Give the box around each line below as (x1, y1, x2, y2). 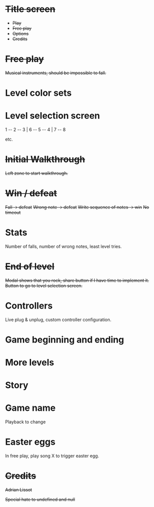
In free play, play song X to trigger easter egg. (5, 453, 99, 459)
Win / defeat (5, 188, 57, 199)
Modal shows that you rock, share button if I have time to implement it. (5, 277, 150, 283)
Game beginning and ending (5, 334, 124, 345)
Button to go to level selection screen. (5, 283, 83, 289)
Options (12, 30, 29, 36)
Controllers (5, 300, 53, 311)
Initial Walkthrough (5, 154, 85, 165)
